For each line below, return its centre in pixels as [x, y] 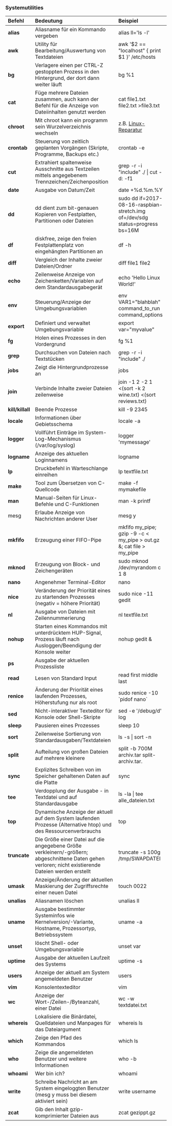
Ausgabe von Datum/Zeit [65, 190]
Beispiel [128, 21]
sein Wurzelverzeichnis [63, 127]
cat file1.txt [132, 99]
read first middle [138, 675]
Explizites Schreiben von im [68, 770]
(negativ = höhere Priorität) [68, 603]
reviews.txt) [133, 401]
